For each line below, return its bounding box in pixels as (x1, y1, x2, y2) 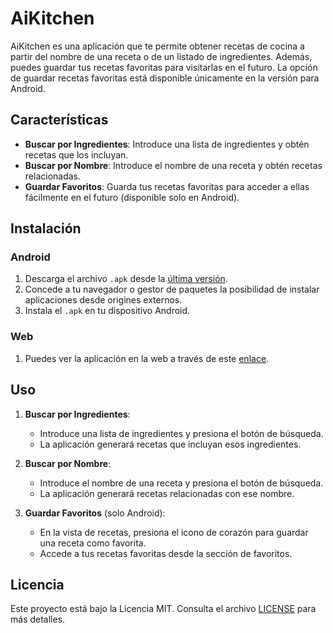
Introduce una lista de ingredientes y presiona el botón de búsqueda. (39, 427, 324, 439)
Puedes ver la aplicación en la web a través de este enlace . (24, 352, 270, 364)
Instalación (10, 220, 82, 237)
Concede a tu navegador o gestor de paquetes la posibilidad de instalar (24, 283, 320, 296)
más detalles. (10, 613, 66, 626)
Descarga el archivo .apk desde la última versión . (24, 273, 228, 285)
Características (10, 112, 109, 129)
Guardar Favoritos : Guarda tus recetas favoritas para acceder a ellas (24, 180, 310, 192)
